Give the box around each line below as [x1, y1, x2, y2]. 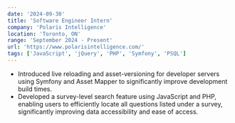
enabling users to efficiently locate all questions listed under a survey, [17, 100, 223, 108]
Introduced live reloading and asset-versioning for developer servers [17, 69, 220, 78]
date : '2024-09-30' [7, 10, 66, 18]
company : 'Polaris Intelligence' [7, 23, 107, 31]
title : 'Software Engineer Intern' [7, 17, 113, 24]
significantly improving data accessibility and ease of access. [17, 107, 199, 116]
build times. [17, 85, 52, 93]
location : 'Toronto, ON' [7, 30, 81, 38]
